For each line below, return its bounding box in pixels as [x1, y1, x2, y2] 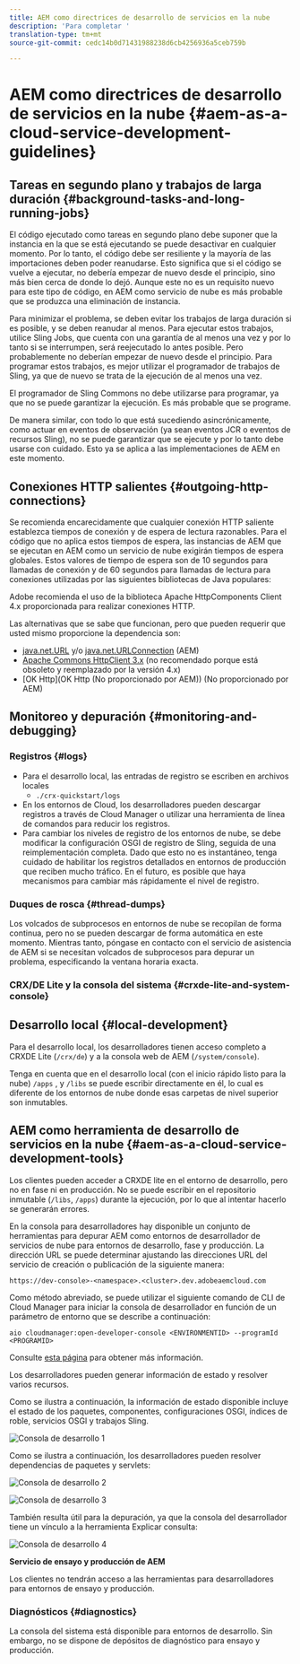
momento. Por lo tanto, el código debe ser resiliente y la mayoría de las [9, 248, 271, 259]
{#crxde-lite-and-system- [173, 979, 291, 991]
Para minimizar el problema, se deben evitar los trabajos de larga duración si [9, 313, 292, 324]
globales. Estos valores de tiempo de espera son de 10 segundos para [9, 555, 269, 566]
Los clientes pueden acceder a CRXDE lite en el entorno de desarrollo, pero [9, 1174, 288, 1185]
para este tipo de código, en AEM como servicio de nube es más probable [9, 286, 284, 297]
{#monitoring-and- [149, 710, 258, 725]
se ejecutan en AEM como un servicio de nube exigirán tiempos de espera [9, 545, 284, 556]
